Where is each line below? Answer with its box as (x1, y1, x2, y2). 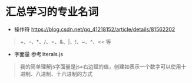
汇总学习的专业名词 (5, 5, 99, 19)
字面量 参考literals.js (14, 50, 63, 57)
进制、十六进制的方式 (40, 70, 92, 77)
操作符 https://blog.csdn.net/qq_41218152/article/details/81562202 (14, 26, 176, 33)
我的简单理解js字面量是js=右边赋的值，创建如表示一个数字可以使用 (19, 63, 181, 70)
